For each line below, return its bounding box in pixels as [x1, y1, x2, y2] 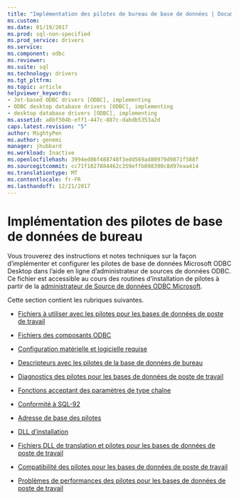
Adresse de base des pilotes [17, 414, 102, 422]
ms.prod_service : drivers [7, 37, 84, 44]
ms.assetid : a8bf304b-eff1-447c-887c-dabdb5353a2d [7, 116, 161, 123]
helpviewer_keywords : [7, 90, 72, 97]
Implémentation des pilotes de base [7, 213, 223, 229]
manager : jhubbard [7, 143, 62, 150]
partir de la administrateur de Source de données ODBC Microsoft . [7, 282, 203, 290]
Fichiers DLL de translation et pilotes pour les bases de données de [17, 441, 216, 450]
